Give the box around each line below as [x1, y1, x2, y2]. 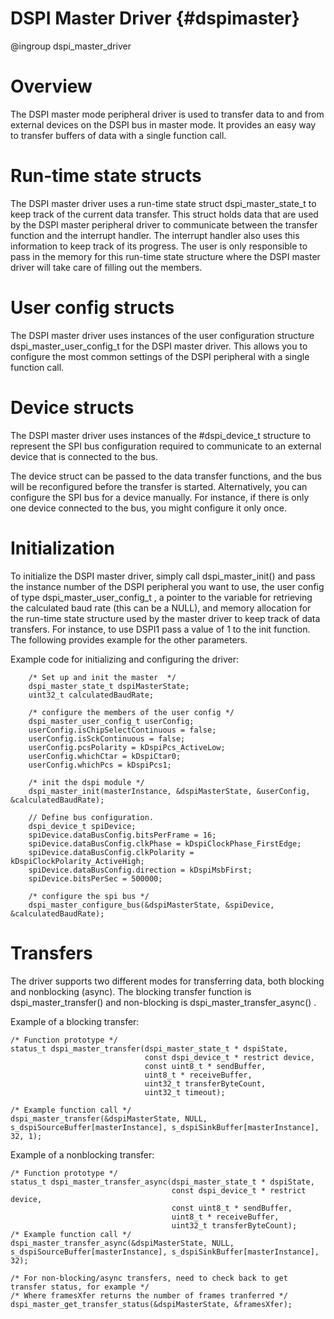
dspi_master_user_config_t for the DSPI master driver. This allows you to [10, 340, 308, 352]
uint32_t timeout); [144, 1087, 226, 1097]
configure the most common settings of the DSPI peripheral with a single [10, 350, 310, 362]
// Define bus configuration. [28, 812, 155, 822]
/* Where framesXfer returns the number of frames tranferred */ [10, 1290, 288, 1301]
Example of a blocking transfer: [10, 1015, 140, 1027]
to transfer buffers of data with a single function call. [10, 129, 227, 141]
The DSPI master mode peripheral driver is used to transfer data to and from [10, 108, 325, 120]
